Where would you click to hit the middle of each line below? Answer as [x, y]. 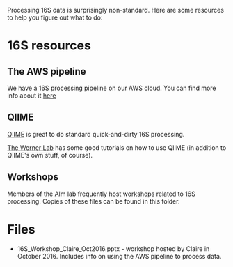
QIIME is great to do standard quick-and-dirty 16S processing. [96, 134]
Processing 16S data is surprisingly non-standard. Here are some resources [116, 10]
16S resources [49, 46]
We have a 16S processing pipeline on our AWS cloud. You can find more [112, 88]
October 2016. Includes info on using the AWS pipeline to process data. [119, 256]
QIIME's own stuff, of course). [50, 155]
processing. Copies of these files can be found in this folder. [94, 201]
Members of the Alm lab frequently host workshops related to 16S [102, 194]
